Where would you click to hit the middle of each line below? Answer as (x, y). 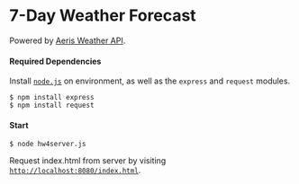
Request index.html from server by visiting (88, 161)
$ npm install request (52, 105)
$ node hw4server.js (48, 145)
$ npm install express (52, 98)
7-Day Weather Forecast (103, 16)
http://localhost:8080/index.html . (75, 171)
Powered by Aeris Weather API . (68, 40)
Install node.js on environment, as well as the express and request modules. (150, 81)
